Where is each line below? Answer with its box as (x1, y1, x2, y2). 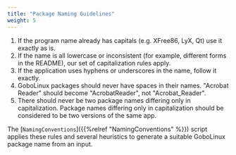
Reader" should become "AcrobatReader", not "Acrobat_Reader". (17, 89, 206, 97)
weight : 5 (7, 17, 37, 24)
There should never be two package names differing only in (17, 96, 192, 104)
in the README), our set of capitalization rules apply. (17, 58, 171, 67)
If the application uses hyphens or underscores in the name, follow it (17, 66, 217, 75)
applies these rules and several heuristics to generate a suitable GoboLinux (7, 132, 225, 141)
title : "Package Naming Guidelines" (7, 10, 115, 18)
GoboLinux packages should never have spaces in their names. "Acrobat (17, 81, 229, 89)
